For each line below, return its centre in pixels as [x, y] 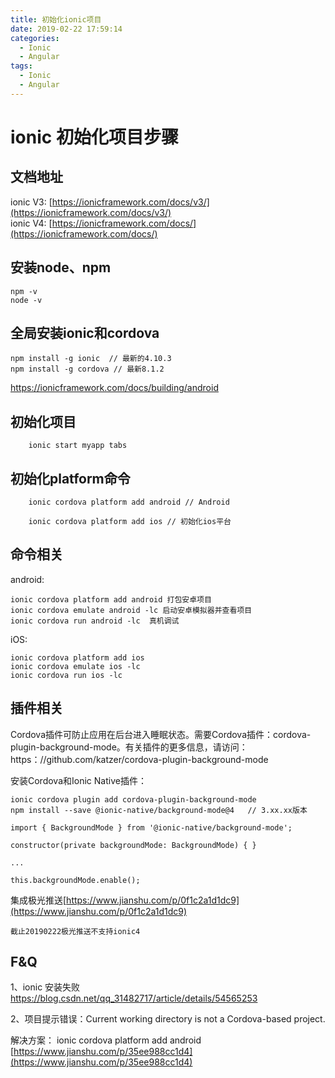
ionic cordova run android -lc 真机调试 [95, 621]
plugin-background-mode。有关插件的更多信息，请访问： [129, 747]
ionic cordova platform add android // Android [129, 502]
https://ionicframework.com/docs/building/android [114, 388]
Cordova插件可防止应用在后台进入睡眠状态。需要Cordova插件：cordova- [161, 734]
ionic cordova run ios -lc [66, 675]
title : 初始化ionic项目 [56, 19]
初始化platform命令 [70, 478]
